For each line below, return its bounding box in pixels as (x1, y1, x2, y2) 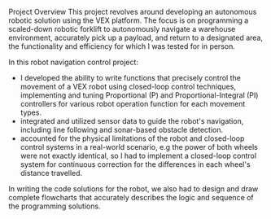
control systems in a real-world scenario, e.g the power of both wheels (20, 142, 258, 151)
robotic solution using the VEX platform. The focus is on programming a (8, 15, 249, 25)
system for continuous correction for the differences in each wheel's (20, 160, 251, 169)
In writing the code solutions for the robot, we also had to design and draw (8, 184, 259, 194)
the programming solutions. (8, 201, 101, 211)
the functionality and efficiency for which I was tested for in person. (8, 42, 236, 51)
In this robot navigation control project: (8, 57, 138, 67)
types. (20, 107, 42, 117)
